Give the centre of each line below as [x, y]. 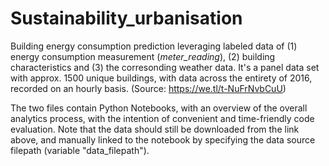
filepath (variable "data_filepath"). [80, 150]
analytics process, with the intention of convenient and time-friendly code [162, 118]
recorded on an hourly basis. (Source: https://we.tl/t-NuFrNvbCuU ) [148, 88]
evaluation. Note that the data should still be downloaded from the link [155, 129]
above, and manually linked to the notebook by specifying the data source [163, 139]
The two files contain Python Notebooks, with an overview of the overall [159, 108]
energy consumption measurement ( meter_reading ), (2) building [143, 56]
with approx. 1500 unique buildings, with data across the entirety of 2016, [161, 78]
